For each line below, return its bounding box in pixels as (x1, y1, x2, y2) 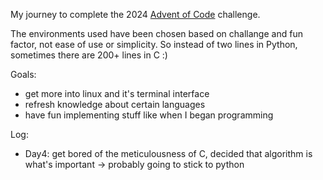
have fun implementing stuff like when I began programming (24, 109, 274, 121)
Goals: (10, 69, 37, 80)
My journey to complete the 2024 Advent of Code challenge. (10, 9, 261, 20)
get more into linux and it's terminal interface (24, 88, 210, 99)
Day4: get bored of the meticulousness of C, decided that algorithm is (24, 148, 313, 159)
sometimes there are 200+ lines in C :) (10, 49, 168, 61)
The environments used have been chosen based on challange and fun (10, 28, 303, 39)
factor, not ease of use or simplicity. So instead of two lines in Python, (10, 39, 298, 50)
